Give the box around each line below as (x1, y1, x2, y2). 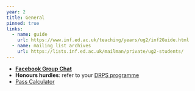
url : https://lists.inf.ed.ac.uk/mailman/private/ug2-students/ (17, 49, 184, 55)
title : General (6, 15, 45, 21)
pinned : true (6, 20, 40, 26)
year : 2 (6, 8, 26, 15)
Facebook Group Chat (15, 65, 72, 72)
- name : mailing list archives (12, 43, 91, 49)
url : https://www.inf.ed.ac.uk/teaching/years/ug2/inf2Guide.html (17, 37, 190, 43)
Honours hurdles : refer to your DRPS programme (15, 71, 140, 79)
